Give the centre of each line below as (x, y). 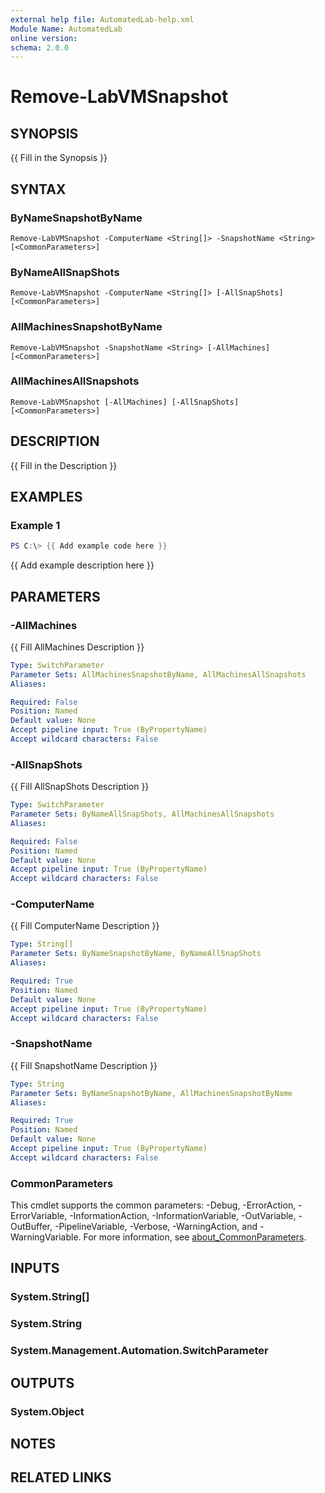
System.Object (47, 1411)
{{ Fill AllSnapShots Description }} (80, 787)
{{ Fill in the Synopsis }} (59, 158)
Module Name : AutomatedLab (66, 29)
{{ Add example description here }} (82, 565)
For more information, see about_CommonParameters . (195, 1237)
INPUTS (35, 1268)
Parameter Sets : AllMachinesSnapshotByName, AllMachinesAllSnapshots (158, 674)
